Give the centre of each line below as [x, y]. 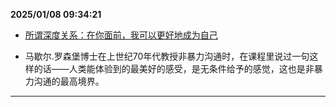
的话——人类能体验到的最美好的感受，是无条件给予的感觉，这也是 [169, 68]
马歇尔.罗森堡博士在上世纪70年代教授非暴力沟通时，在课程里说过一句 [167, 56]
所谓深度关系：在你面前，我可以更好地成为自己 [121, 35]
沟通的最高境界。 [69, 81]
